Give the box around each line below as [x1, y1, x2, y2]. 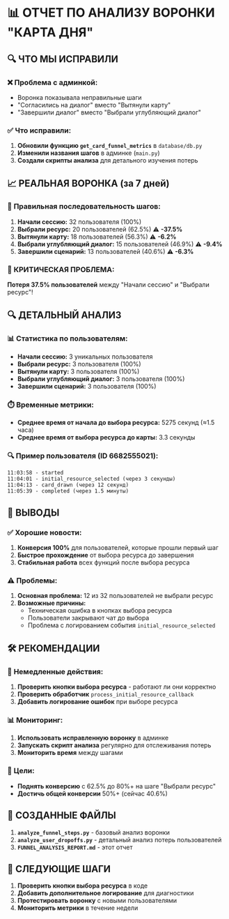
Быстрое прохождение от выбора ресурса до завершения [17, 551, 194, 560]
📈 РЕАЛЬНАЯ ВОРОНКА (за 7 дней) [7, 177, 170, 189]
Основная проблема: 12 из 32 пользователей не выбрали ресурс [17, 592, 214, 600]
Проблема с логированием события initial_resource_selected [27, 621, 216, 629]
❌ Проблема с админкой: [7, 77, 98, 87]
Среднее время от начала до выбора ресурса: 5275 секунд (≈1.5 [17, 419, 215, 427]
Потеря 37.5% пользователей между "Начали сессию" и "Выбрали [7, 281, 210, 289]
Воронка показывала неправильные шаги [17, 93, 142, 101]
